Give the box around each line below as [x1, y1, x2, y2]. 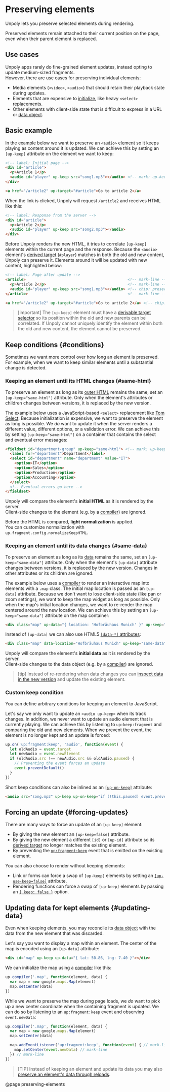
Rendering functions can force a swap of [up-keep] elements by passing [12, 883, 164, 890]
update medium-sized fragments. [5, 69, 75, 75]
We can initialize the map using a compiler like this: [5, 964, 112, 971]
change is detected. [5, 365, 47, 371]
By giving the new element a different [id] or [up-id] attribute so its [12, 837, 155, 843]
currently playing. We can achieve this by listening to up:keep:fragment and [5, 721, 162, 727]
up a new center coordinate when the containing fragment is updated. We [5, 1003, 159, 1009]
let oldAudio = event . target [10, 746, 71, 752]
